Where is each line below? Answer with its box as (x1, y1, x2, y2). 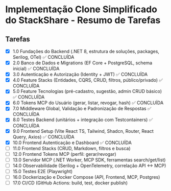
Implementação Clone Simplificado (5, 4, 157, 15)
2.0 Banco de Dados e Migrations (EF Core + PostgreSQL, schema (12, 60, 153, 66)
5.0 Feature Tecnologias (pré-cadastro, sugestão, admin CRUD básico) (12, 88, 162, 94)
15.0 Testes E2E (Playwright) (12, 168, 73, 174)
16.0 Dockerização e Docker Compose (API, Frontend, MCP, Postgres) (12, 174, 160, 180)
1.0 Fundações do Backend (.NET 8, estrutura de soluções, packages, (12, 49, 160, 54)
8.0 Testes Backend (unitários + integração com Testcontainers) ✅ (12, 116, 153, 123)
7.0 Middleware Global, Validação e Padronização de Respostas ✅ (12, 106, 152, 112)
